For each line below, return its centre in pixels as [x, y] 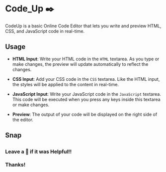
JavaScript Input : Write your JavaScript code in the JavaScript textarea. [87, 94]
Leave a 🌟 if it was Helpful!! [39, 152]
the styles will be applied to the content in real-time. [66, 84]
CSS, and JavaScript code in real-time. [45, 31]
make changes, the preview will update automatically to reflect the [80, 64]
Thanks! [15, 165]
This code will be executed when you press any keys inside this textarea [86, 99]
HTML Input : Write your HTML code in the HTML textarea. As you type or [86, 59]
